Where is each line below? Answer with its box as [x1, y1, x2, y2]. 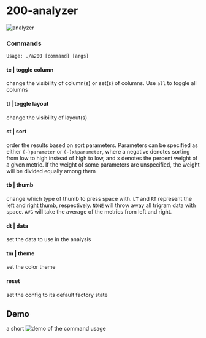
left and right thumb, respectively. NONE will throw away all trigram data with [6, 201, 196, 209]
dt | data [6, 222, 29, 230]
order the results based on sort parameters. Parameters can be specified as [6, 141, 198, 149]
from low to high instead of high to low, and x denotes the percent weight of [6, 154, 198, 162]
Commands [6, 39, 42, 48]
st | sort [6, 128, 27, 135]
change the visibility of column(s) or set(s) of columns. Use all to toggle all [6, 80, 197, 87]
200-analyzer [6, 4, 78, 18]
